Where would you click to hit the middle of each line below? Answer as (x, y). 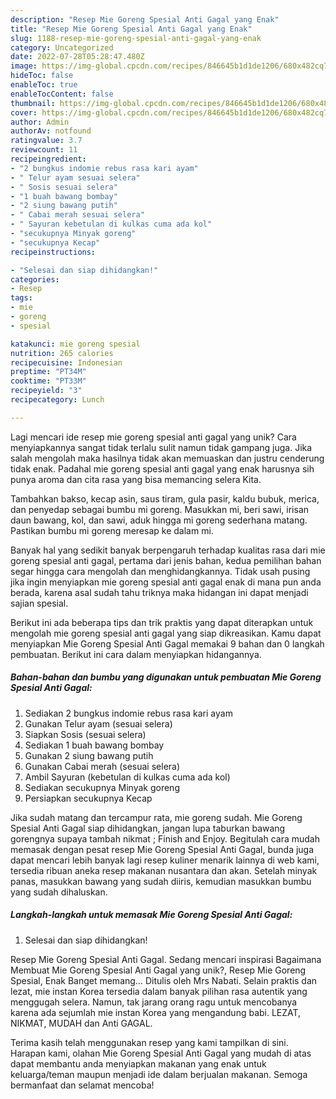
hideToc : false (42, 76)
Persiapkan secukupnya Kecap (88, 798)
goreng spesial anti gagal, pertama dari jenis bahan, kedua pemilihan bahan (166, 560)
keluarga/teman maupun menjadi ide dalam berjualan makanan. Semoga (159, 1074)
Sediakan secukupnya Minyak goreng (102, 787)
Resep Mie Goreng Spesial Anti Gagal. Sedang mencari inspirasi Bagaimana (166, 959)
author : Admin (40, 122)
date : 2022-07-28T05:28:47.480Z (77, 57)
